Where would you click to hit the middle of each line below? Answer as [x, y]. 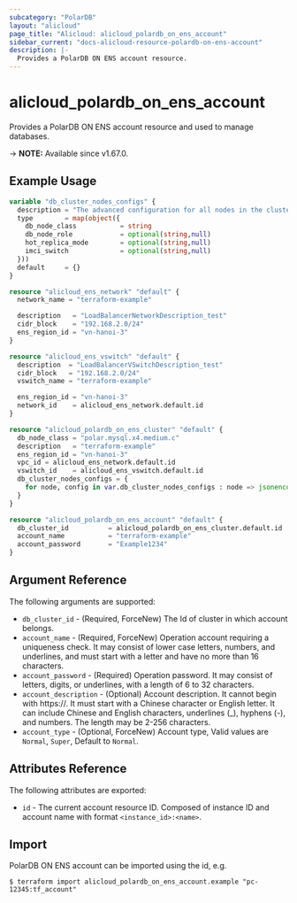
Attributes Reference [68, 769]
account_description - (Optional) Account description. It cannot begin [149, 694]
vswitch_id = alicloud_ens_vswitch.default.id [110, 471]
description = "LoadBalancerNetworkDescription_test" [122, 316]
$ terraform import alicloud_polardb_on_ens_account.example [124, 882]
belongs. [38, 628]
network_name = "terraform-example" [84, 300]
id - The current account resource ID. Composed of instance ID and [145, 807]
